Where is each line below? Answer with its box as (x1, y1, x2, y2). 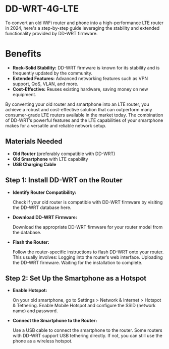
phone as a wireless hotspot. (12, 338, 73, 344)
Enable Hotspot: (12, 288, 47, 294)
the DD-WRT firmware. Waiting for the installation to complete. (12, 259, 143, 265)
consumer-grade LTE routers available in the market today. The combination (5, 112, 163, 118)
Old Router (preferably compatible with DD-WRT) (12, 151, 116, 157)
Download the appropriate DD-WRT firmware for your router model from (12, 224, 163, 230)
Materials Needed (5, 137, 63, 146)
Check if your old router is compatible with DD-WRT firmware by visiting (12, 199, 163, 205)
